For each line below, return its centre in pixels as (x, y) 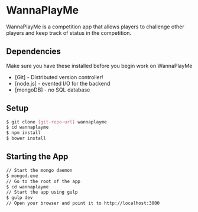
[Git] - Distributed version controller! (59, 77)
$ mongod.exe (22, 176)
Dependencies (33, 52)
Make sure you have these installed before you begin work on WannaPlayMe (99, 66)
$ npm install (24, 133)
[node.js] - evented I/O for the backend (62, 83)
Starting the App (37, 157)
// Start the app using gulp (42, 193)
